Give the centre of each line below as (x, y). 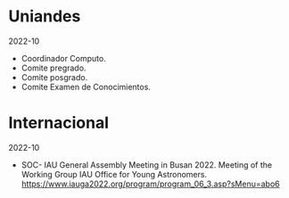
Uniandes (45, 16)
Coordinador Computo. (63, 58)
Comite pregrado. (54, 68)
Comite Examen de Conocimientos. (86, 87)
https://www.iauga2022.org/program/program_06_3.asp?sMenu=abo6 (150, 184)
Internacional (58, 123)
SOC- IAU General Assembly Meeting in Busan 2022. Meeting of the (147, 165)
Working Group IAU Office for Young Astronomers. (114, 174)
